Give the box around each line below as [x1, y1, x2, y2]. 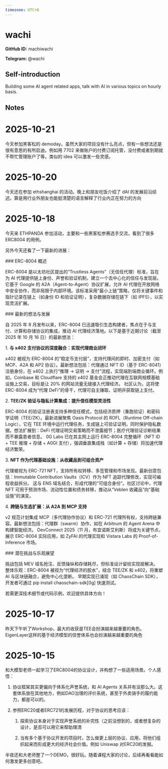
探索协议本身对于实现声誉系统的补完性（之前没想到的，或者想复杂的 [20, 718, 161, 724]
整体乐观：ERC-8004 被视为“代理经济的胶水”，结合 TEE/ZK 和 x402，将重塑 [5, 567, 163, 573]
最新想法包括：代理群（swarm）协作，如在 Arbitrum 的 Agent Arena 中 [14, 520, 160, 526]
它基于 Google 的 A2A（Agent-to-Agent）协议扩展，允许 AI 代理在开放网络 [5, 281, 159, 287]
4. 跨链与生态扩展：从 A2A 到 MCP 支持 [5, 503, 87, 509]
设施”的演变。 [5, 493, 34, 499]
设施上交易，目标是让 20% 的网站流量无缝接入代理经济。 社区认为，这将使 [5, 381, 159, 387]
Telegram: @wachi [5, 55, 45, 61]
